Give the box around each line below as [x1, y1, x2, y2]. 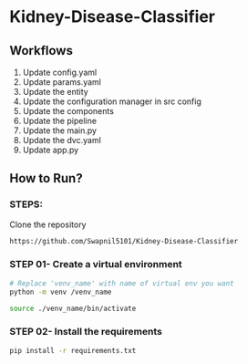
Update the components [22, 106, 114, 116]
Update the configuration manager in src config [22, 96, 202, 107]
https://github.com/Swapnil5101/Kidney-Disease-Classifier [9, 236, 239, 245]
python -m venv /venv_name [9, 287, 112, 296]
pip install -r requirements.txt [9, 346, 137, 355]
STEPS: [9, 198, 44, 211]
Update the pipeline [22, 116, 98, 126]
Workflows [9, 43, 73, 58]
